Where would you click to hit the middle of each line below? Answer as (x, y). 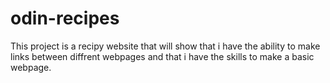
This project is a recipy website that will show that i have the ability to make (165, 46)
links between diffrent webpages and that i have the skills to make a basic (162, 56)
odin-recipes (65, 18)
